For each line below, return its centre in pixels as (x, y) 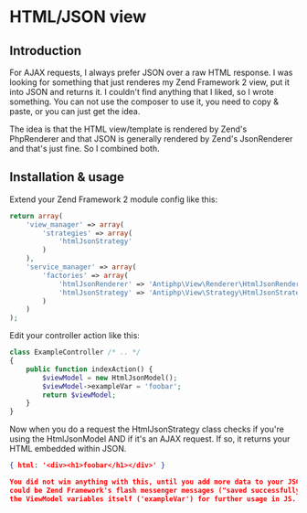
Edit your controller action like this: (74, 336)
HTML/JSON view (78, 17)
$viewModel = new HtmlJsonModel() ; (110, 378)
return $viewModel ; (79, 395)
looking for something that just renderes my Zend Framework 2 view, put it (150, 82)
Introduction (46, 51)
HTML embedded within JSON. (68, 449)
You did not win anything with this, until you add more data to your (147, 482)
